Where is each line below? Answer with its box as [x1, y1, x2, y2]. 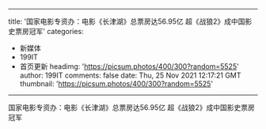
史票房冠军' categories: [8, 27, 85, 36]
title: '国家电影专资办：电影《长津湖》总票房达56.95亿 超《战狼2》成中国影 [8, 17, 253, 26]
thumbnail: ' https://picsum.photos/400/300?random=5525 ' [19, 79, 214, 88]
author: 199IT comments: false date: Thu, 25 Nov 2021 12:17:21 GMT [19, 70, 241, 80]
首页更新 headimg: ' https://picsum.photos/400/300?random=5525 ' [19, 62, 239, 71]
